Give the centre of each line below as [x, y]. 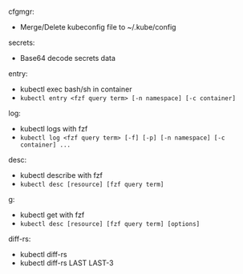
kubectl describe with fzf [61, 175]
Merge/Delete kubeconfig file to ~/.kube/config [98, 27]
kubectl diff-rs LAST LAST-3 [67, 263]
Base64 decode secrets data [68, 58]
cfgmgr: [21, 12]
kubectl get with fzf [52, 215]
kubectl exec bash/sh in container [76, 89]
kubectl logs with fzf [54, 129]
